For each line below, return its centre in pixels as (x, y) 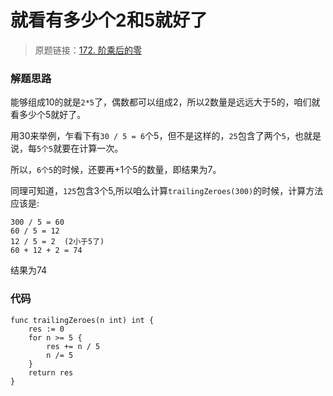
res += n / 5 (73, 346)
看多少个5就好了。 (48, 115)
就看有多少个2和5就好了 (109, 20)
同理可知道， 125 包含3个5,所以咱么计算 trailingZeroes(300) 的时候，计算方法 (167, 191)
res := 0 (46, 329)
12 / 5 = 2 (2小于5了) (57, 242)
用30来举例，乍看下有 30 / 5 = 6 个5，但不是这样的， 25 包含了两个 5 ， (152, 136)
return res (51, 372)
